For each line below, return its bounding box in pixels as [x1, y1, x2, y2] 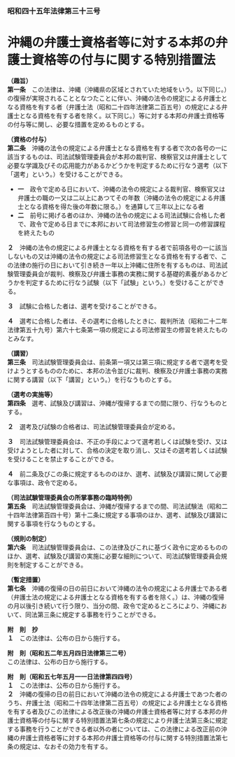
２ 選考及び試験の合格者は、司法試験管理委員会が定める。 [7, 422, 179, 431]
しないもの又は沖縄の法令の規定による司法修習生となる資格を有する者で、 [7, 252, 222, 260]
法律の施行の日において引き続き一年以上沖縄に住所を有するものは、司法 [13, 261, 222, 269]
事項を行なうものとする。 [25, 519, 99, 528]
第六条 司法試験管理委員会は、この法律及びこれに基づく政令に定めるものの [7, 543, 228, 551]
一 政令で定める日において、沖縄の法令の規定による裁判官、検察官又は [17, 185, 226, 193]
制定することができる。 [19, 561, 87, 569]
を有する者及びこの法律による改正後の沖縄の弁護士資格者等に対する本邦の [7, 707, 222, 716]
